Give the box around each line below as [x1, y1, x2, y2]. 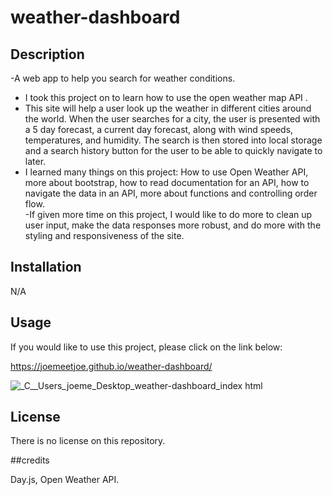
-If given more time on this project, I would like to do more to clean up [24, 209, 313, 220]
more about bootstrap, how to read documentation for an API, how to [24, 177, 310, 188]
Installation [10, 259, 82, 276]
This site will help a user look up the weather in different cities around [24, 102, 312, 114]
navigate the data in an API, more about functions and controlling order [24, 187, 318, 199]
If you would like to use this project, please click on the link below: [10, 341, 283, 353]
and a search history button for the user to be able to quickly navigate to [24, 145, 323, 156]
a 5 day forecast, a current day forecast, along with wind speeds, [24, 124, 294, 135]
